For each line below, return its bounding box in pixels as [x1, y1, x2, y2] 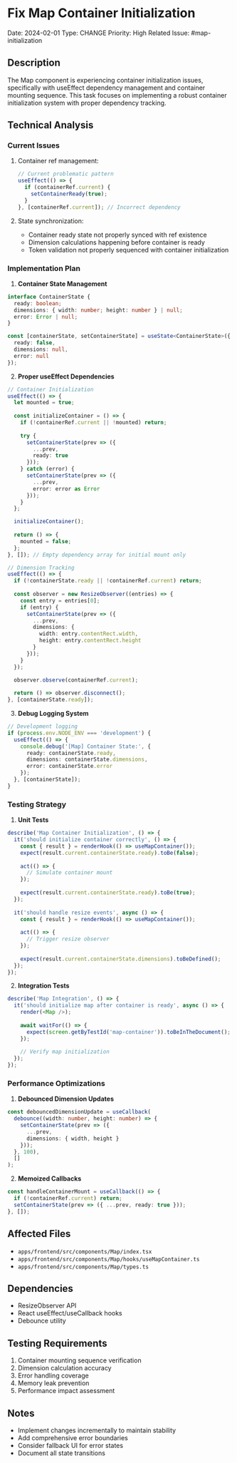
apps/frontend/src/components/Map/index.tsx [17, 1248, 152, 1256]
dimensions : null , [14, 346, 69, 354]
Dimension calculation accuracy [17, 1364, 112, 1372]
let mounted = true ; [14, 399, 75, 406]
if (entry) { [20, 604, 59, 611]
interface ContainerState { [7, 293, 91, 300]
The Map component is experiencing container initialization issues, [7, 76, 204, 84]
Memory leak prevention [17, 1379, 90, 1387]
